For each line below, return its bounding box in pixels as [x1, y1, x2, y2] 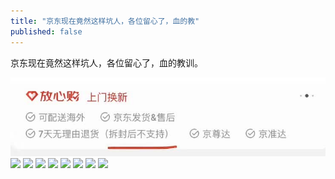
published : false [10, 26, 83, 37]
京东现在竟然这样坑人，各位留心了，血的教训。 [10, 56, 203, 69]
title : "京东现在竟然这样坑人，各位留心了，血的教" [10, 16, 200, 26]
